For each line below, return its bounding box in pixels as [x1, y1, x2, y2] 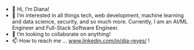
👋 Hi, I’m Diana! [11, 6, 49, 12]
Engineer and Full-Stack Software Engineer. [11, 24, 119, 31]
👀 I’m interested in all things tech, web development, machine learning [11, 12, 184, 19]
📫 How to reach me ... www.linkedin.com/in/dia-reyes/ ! [11, 37, 150, 44]
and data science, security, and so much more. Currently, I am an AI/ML [11, 18, 188, 25]
